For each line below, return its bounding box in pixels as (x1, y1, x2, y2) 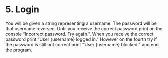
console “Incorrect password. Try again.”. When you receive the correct (5, 31, 154, 37)
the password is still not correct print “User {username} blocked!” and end (5, 41, 159, 47)
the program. (5, 47, 32, 53)
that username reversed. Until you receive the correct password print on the (5, 25, 163, 31)
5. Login (5, 4, 39, 15)
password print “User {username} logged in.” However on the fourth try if (5, 36, 157, 42)
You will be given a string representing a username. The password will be (5, 20, 157, 26)
